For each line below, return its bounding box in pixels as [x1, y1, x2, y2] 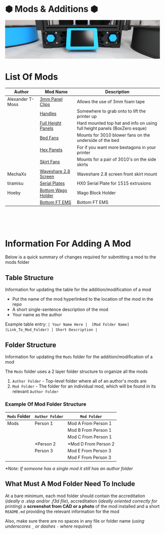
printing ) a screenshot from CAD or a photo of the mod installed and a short [5, 503, 160, 509]
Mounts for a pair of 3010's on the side [77, 156, 156, 162]
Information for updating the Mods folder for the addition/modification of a [5, 354, 153, 360]
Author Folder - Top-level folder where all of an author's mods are [12, 378, 147, 384]
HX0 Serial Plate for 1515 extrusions [77, 180, 151, 186]
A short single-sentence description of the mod [12, 307, 109, 312]
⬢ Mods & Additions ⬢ [5, 3, 98, 15]
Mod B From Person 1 [67, 427, 112, 433]
